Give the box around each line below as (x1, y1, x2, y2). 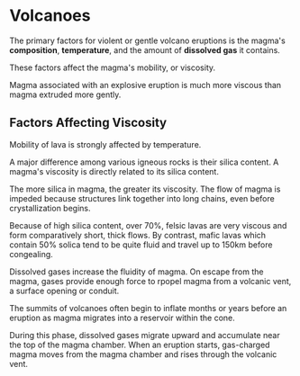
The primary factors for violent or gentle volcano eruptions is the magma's (9, 35, 286, 46)
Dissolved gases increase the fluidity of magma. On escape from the (9, 266, 264, 277)
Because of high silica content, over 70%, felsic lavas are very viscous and (9, 219, 287, 230)
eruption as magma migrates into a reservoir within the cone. (9, 312, 236, 323)
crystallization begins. (9, 202, 91, 213)
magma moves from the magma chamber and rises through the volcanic (9, 348, 277, 360)
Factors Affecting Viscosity (9, 115, 168, 130)
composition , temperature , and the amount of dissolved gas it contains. (9, 44, 281, 55)
